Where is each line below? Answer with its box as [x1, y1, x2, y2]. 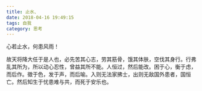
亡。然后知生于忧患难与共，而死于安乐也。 [6, 78, 112, 86]
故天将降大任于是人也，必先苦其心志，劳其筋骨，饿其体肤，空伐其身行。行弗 [6, 55, 197, 63]
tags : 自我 [6, 20, 32, 26]
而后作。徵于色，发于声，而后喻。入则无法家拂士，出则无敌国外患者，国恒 [6, 71, 191, 78]
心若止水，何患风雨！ [6, 43, 59, 50]
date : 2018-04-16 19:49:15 [6, 14, 74, 20]
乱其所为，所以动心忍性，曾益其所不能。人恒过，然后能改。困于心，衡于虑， [6, 63, 197, 71]
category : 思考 [6, 25, 43, 32]
